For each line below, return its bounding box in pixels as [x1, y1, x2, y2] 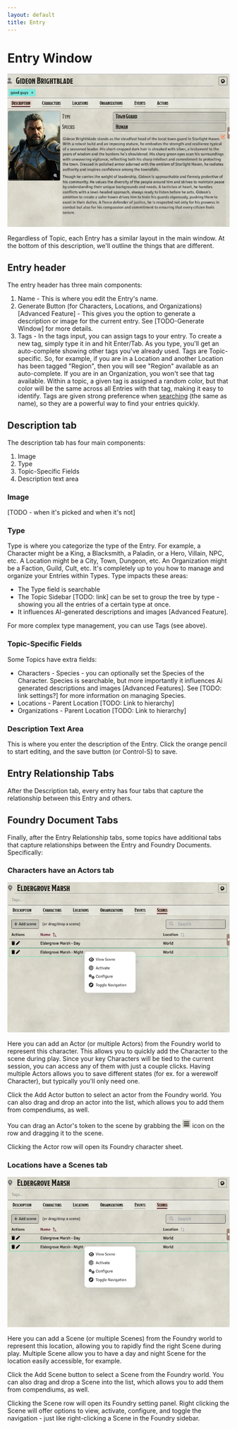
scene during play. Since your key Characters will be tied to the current [7, 1055, 214, 1063]
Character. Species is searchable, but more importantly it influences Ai [17, 676, 223, 685]
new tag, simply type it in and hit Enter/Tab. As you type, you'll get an [17, 339, 219, 348]
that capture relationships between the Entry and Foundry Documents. [7, 840, 212, 849]
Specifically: [7, 848, 44, 857]
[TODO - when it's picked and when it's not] [7, 508, 135, 516]
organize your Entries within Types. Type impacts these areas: [7, 572, 188, 580]
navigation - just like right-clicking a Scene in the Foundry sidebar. [7, 1414, 200, 1423]
